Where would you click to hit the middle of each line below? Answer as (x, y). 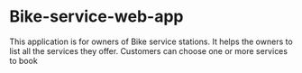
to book (23, 60)
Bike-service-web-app (96, 17)
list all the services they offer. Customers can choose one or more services (149, 50)
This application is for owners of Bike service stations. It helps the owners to (151, 41)
